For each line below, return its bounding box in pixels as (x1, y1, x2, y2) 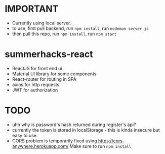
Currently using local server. (12, 20, 71, 26)
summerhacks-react (5, 49, 93, 60)
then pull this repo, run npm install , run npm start (12, 30, 117, 37)
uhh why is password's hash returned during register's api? (12, 121, 136, 128)
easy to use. (12, 132, 38, 138)
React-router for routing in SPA (12, 76, 77, 82)
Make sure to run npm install (69, 143, 132, 149)
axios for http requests (12, 81, 60, 87)
